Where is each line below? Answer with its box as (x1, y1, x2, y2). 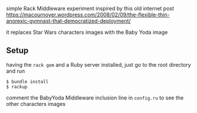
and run (6, 67, 25, 74)
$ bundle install (6, 78, 49, 84)
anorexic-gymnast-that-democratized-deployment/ (6, 18, 131, 24)
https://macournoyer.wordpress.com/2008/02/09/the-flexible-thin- (6, 11, 170, 18)
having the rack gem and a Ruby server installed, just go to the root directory (6, 61, 191, 68)
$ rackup (6, 84, 28, 90)
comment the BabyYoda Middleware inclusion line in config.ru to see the (6, 94, 184, 101)
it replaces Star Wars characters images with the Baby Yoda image (6, 29, 168, 36)
